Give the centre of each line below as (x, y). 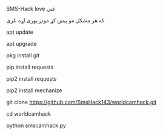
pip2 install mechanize (34, 90)
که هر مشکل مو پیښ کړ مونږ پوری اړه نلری (55, 20)
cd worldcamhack (29, 114)
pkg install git (23, 55)
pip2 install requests (32, 79)
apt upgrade (22, 44)
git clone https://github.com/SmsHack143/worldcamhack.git (81, 102)
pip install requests (30, 67)
